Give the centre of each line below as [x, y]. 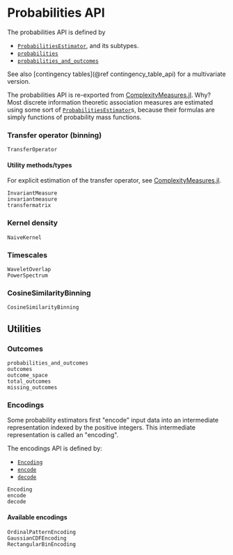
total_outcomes [29, 381]
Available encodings [37, 517]
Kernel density [32, 223]
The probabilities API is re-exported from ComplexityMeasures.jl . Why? [109, 95]
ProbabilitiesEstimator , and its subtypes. [78, 45]
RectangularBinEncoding [42, 544]
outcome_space [28, 375]
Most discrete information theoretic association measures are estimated [110, 102]
